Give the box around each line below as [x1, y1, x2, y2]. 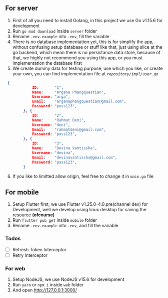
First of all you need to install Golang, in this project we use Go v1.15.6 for [12, 17, 163, 23]
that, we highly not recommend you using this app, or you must [12, 55, 143, 61]
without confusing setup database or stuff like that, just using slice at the [12, 44, 162, 50]
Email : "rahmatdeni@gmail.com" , [31, 127, 106, 132]
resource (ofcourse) [12, 212, 55, 218]
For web [5, 265, 25, 272]
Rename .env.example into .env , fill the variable [12, 33, 109, 39]
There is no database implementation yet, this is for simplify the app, [12, 39, 154, 45]
